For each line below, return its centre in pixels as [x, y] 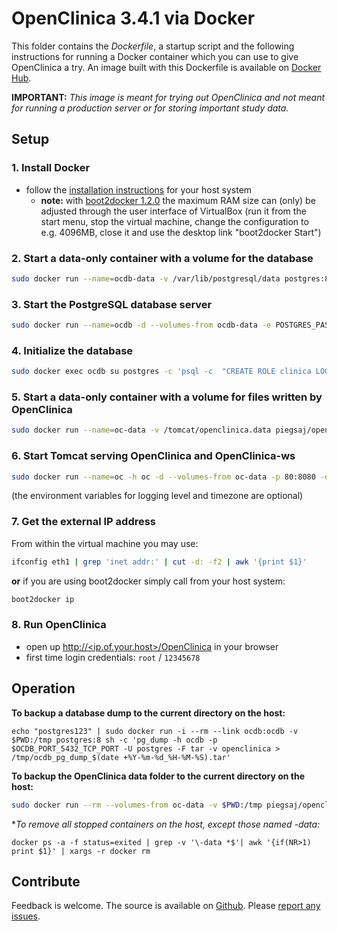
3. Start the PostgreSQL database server [112, 304]
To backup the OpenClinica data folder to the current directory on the [158, 776]
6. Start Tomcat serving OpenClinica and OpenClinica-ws [153, 456]
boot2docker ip [43, 599]
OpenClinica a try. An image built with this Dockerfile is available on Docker [166, 67]
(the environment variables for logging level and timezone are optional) [157, 496]
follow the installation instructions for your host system [139, 189]
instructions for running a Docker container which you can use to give [155, 56]
